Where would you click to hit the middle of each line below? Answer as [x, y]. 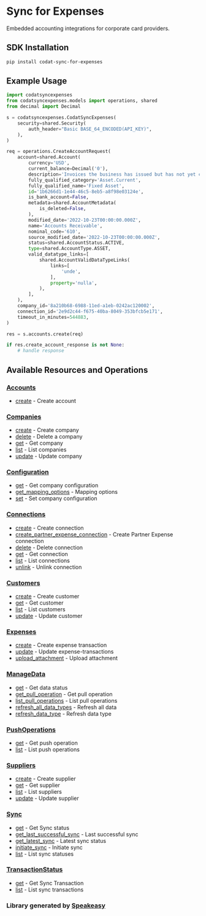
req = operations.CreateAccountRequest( [59, 152]
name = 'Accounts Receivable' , [66, 225]
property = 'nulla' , [74, 283]
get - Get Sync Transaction [49, 883]
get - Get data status [41, 687]
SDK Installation [38, 48]
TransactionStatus [35, 869]
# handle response [41, 351]
